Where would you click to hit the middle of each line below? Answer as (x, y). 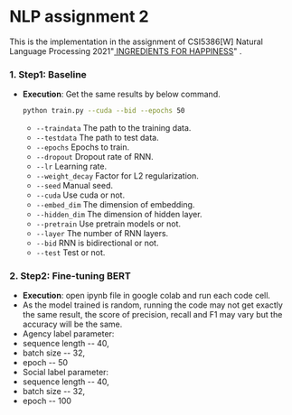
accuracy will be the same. (72, 324)
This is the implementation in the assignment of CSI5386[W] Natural (137, 41)
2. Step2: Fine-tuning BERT (70, 276)
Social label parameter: (66, 373)
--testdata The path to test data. (98, 138)
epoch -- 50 (45, 363)
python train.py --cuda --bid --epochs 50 (104, 111)
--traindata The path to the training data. (113, 128)
